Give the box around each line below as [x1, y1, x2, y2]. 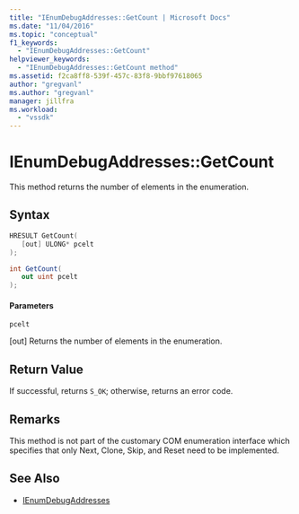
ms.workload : [9, 105, 58, 114]
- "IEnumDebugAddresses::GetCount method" [17, 64, 179, 73]
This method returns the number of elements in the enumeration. [9, 181, 250, 193]
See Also [9, 471, 60, 486]
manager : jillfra [9, 96, 75, 106]
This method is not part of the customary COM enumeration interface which [9, 435, 290, 446]
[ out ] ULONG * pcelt [21, 240, 94, 248]
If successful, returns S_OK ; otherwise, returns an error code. [9, 386, 233, 396]
